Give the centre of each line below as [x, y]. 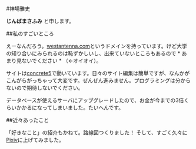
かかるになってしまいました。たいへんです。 [70, 108]
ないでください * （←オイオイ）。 [62, 61]
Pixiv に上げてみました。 [35, 140]
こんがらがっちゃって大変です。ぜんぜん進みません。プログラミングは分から [99, 80]
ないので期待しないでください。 [45, 88]
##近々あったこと [27, 120]
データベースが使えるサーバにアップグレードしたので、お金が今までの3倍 [95, 100]
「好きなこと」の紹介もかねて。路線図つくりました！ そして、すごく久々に [97, 133]
